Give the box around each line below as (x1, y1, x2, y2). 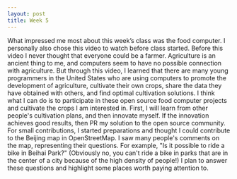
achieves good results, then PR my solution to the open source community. (7, 118, 226, 127)
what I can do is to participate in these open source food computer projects (7, 96, 228, 104)
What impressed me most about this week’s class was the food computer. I (7, 36, 226, 44)
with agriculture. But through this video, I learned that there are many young (7, 66, 229, 75)
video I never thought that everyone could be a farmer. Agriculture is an (7, 51, 216, 60)
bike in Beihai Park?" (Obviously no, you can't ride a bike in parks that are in (7, 149, 229, 157)
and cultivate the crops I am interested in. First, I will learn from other (7, 104, 209, 112)
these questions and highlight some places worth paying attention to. (7, 163, 209, 172)
